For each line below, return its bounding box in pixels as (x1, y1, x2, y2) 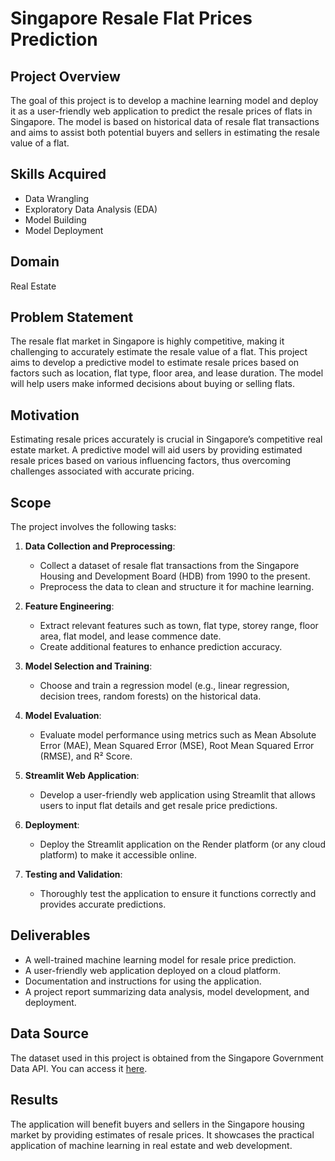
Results (10, 1092, 59, 1109)
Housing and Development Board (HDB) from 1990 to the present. (39, 570, 311, 582)
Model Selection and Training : (24, 660, 153, 672)
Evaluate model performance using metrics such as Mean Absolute (39, 729, 317, 741)
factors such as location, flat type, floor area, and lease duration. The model (10, 367, 324, 379)
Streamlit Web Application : (24, 770, 140, 782)
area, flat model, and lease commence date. (39, 630, 222, 642)
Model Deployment (24, 224, 104, 236)
